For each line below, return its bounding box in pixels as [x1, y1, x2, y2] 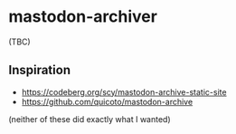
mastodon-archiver [8, 6, 157, 27]
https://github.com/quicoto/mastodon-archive [21, 96, 194, 107]
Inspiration [8, 62, 71, 78]
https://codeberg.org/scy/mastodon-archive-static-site [21, 86, 227, 97]
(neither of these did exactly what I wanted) [8, 113, 171, 124]
